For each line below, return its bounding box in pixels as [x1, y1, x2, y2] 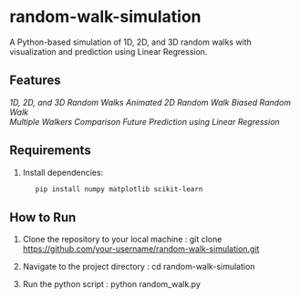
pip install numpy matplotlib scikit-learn [35, 184, 203, 193]
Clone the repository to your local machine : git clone [22, 234, 222, 245]
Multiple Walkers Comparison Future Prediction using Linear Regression [9, 116, 280, 127]
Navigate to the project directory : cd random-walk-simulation [22, 262, 255, 272]
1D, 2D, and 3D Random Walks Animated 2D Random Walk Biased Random [9, 97, 292, 108]
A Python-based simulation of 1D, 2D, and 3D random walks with [9, 36, 253, 47]
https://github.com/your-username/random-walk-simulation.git [22, 243, 260, 254]
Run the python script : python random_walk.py [22, 279, 201, 290]
